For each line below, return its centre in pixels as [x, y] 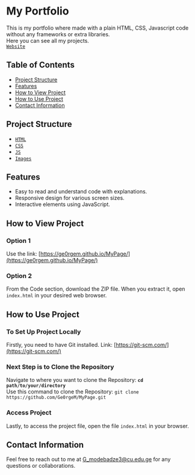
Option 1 [19, 241]
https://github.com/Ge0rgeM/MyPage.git [56, 398]
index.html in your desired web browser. [57, 296]
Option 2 [19, 276]
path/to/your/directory [36, 386]
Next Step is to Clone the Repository [60, 367]
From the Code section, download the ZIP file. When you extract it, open [96, 289]
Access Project [29, 413]
